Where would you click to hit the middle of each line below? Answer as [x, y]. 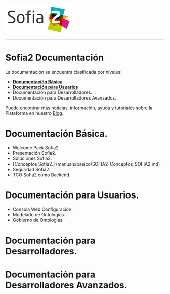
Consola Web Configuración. [42, 209]
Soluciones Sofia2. [32, 158]
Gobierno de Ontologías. [38, 220]
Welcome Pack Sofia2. [36, 148]
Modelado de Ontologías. [39, 214]
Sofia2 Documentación [55, 58]
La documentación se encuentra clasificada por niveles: [63, 72]
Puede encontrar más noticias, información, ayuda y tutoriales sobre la [79, 108]
